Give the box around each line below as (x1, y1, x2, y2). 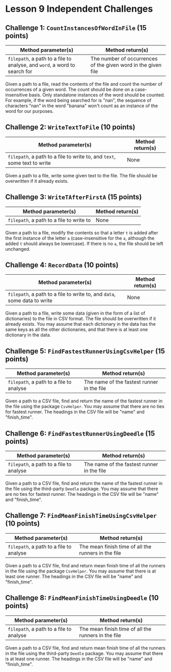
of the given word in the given (90, 62, 162, 68)
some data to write (8, 297, 52, 304)
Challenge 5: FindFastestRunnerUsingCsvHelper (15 (5, 347, 165, 355)
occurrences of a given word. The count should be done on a (5, 86, 134, 92)
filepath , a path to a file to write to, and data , (8, 291, 116, 298)
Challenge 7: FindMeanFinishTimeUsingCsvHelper (5, 511, 157, 520)
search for (8, 68, 33, 75)
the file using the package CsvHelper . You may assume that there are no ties (5, 403, 164, 410)
